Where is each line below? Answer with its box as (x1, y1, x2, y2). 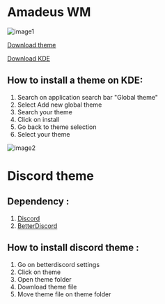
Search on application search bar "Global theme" (17, 93, 159, 101)
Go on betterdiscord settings (17, 260, 100, 268)
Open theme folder (17, 275, 72, 283)
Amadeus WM (7, 4, 91, 20)
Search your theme (17, 107, 73, 116)
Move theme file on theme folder (17, 290, 111, 298)
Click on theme (17, 268, 61, 276)
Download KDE (7, 54, 51, 63)
